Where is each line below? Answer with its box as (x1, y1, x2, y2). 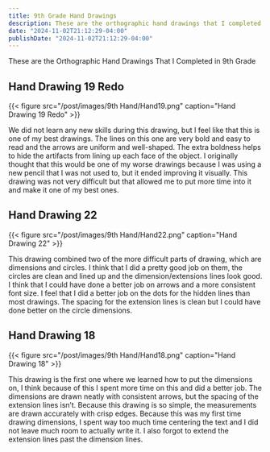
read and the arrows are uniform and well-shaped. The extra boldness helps (8, 143, 262, 152)
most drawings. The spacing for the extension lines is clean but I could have (8, 296, 261, 306)
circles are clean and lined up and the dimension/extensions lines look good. (8, 271, 263, 280)
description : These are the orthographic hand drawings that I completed (8, 19, 262, 27)
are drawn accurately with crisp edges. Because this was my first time (8, 408, 242, 418)
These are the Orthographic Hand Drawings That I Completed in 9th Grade (8, 56, 256, 66)
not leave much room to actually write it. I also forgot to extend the (8, 425, 230, 435)
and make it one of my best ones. (8, 185, 119, 195)
